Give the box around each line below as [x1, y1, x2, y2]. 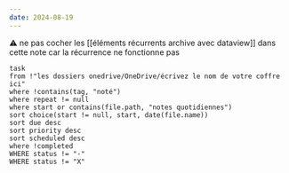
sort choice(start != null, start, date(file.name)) [9, 110, 209, 120]
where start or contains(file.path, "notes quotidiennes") [9, 103, 233, 112]
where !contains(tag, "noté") [9, 87, 122, 96]
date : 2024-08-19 [9, 12, 74, 22]
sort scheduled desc [9, 134, 86, 143]
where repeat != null [9, 95, 90, 104]
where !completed [9, 141, 74, 151]
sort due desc [9, 118, 62, 127]
